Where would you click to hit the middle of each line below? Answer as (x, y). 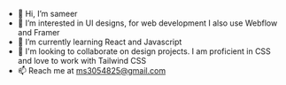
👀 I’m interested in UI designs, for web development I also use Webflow (147, 23)
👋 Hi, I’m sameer (47, 14)
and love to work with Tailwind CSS (82, 61)
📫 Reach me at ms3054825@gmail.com (92, 70)
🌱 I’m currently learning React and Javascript (100, 42)
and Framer (39, 32)
